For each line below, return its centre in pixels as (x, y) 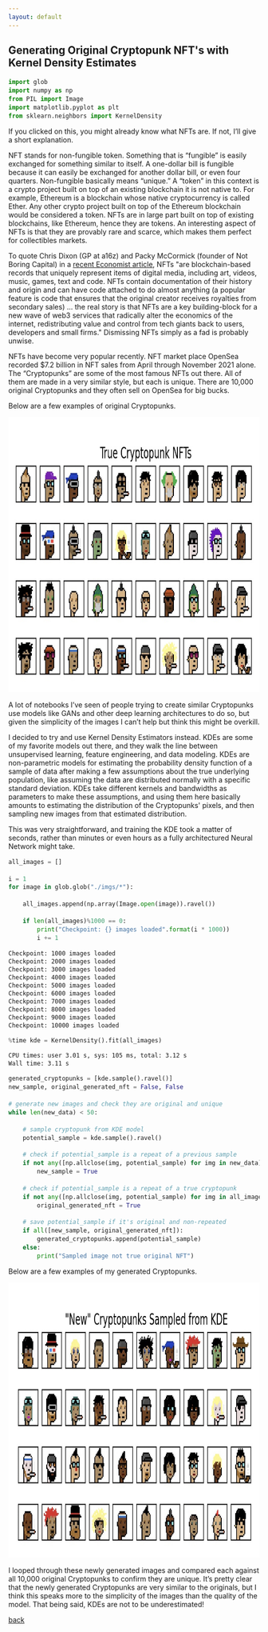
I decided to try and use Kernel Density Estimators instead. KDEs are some (131, 737)
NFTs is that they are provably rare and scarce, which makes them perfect (130, 231)
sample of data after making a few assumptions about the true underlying (129, 771)
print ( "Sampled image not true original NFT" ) (116, 1256)
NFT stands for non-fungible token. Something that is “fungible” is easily (128, 155)
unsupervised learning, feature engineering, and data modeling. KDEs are (129, 754)
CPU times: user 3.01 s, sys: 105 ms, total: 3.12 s (98, 1056)
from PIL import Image (46, 99)
